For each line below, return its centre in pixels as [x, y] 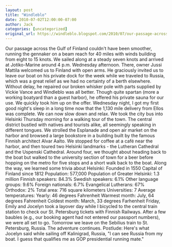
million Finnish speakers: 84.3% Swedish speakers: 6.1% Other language [82, 179]
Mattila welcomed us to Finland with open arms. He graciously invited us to [84, 70]
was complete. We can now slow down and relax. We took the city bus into [84, 114]
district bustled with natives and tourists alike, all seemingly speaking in [81, 125]
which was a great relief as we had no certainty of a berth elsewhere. [78, 81]
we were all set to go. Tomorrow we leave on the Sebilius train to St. [77, 223]
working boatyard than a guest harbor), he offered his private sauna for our [85, 97]
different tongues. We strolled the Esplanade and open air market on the [81, 130]
